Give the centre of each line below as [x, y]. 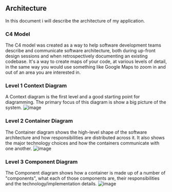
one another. [19, 148]
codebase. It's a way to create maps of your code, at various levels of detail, [86, 61]
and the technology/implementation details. [51, 184]
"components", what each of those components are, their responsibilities [83, 178]
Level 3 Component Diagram [42, 162]
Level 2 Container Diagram [39, 121]
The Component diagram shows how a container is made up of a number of [85, 173]
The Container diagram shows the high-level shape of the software [76, 132]
